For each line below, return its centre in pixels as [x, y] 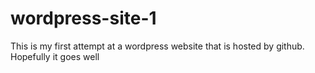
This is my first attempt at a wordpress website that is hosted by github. [157, 46]
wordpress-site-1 [83, 18]
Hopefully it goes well [55, 56]
